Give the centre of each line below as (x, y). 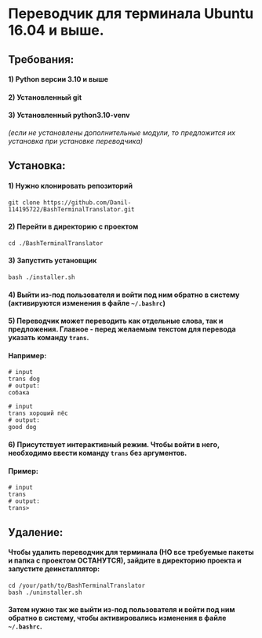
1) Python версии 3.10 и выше (58, 79)
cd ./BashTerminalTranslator (56, 243)
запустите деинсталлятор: (54, 569)
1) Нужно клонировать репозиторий (71, 185)
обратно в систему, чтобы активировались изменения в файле (117, 618)
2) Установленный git (45, 97)
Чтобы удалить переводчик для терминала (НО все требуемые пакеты (131, 552)
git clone (24, 202)
